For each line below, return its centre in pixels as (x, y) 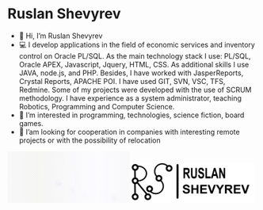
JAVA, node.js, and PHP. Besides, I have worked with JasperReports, (131, 73)
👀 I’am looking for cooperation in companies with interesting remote (129, 132)
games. (31, 123)
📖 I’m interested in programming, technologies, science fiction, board (131, 115)
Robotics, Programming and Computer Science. (97, 106)
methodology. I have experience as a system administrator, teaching (130, 98)
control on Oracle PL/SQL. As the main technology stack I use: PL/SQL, (135, 55)
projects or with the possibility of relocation (90, 140)
